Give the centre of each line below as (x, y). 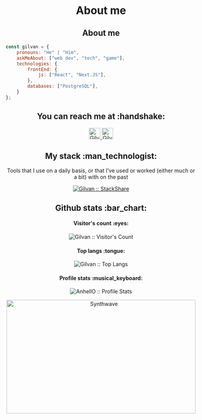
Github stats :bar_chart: (101, 208)
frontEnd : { (43, 69)
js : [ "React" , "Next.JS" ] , (72, 75)
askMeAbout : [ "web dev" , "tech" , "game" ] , (71, 58)
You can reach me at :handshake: (101, 117)
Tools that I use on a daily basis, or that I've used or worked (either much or (101, 171)
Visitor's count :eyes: (101, 223)
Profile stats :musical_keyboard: (101, 278)
